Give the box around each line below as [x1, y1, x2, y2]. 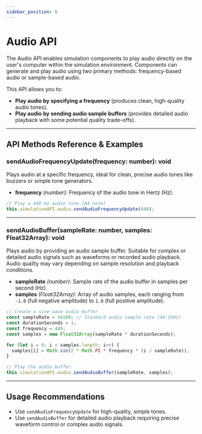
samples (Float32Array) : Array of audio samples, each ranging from [14, 291, 185, 298]
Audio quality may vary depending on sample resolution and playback [6, 260, 179, 267]
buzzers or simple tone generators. [6, 177, 93, 185]
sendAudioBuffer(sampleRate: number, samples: [6, 226, 152, 234]
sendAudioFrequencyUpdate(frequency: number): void [6, 157, 171, 165]
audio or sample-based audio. [6, 73, 81, 81]
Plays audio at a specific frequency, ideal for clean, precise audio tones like [6, 171, 194, 178]
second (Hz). [14, 284, 47, 292]
